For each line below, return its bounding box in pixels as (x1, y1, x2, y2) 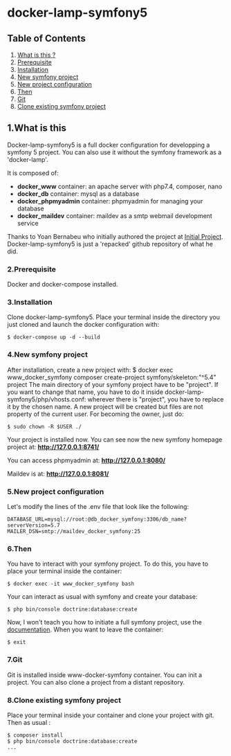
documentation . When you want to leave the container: (7, 625, 164, 634)
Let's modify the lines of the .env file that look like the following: (7, 503, 189, 510)
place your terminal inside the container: (7, 567, 122, 575)
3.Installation (7, 298, 53, 307)
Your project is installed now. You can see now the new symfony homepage (7, 435, 223, 444)
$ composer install (7, 732, 64, 739)
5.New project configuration (7, 487, 104, 496)
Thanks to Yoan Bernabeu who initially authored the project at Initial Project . (7, 232, 223, 240)
